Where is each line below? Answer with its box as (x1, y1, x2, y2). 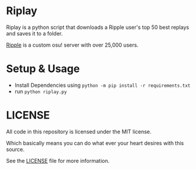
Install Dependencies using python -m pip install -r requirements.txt (14, 81, 191, 89)
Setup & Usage (6, 62, 80, 76)
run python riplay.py (14, 87, 67, 95)
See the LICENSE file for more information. (6, 157, 110, 164)
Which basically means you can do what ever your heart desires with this (6, 139, 184, 146)
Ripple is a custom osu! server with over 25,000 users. (6, 41, 139, 48)
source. (6, 146, 25, 153)
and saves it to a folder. (6, 30, 63, 37)
